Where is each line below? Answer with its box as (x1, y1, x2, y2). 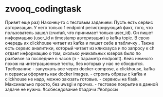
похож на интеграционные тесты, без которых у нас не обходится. (5, 61, 144, 66)
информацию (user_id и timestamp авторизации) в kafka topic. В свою (5, 35, 150, 41)
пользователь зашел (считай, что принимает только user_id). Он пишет (5, 30, 153, 35)
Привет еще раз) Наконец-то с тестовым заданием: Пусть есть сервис (5, 19, 153, 25)
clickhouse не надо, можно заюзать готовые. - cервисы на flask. (5, 76, 139, 82)
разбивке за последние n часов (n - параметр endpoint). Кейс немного (5, 55, 153, 61)
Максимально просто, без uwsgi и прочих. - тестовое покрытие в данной (5, 81, 158, 87)
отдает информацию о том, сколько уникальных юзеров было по (5, 50, 141, 56)
